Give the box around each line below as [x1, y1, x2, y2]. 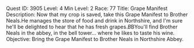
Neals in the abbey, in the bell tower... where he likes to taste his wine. [6, 29, 175, 36]
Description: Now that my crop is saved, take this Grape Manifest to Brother [6, 11, 188, 18]
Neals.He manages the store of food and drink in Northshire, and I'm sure [6, 17, 183, 24]
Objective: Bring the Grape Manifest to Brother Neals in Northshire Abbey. [6, 36, 184, 42]
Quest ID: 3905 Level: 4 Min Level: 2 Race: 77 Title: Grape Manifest [6, 5, 168, 12]
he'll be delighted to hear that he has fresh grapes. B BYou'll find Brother [6, 23, 178, 30]
